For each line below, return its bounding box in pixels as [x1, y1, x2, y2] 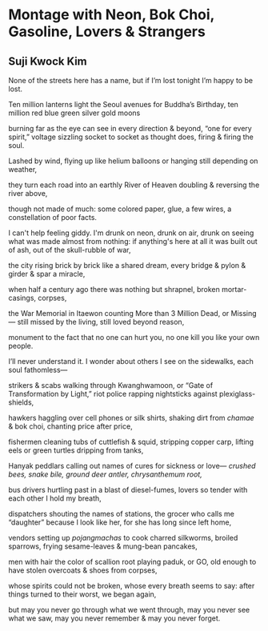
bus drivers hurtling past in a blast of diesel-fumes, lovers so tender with [8, 485, 248, 494]
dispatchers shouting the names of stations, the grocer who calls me [8, 509, 234, 518]
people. [8, 341, 34, 350]
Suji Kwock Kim [8, 54, 88, 68]
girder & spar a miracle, [8, 270, 86, 278]
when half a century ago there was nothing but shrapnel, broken [8, 285, 220, 294]
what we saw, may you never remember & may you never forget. [8, 613, 221, 623]
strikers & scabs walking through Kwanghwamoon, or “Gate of [8, 381, 214, 389]
